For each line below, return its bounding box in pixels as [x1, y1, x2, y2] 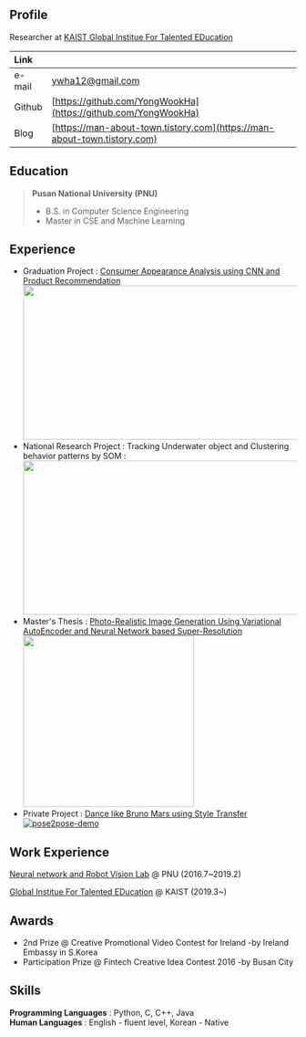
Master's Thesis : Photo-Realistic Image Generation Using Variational [22, 616, 282, 627]
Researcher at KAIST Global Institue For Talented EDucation [9, 31, 234, 42]
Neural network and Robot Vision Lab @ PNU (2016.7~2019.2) [9, 869, 241, 880]
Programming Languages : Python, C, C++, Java [9, 1007, 194, 1018]
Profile [9, 7, 48, 23]
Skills [9, 983, 41, 999]
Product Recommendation [22, 276, 121, 287]
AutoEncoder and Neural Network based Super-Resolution [22, 625, 243, 637]
